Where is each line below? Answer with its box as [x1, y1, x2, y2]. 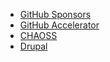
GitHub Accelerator [19, 19, 100, 31]
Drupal [19, 40, 48, 52]
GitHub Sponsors [19, 9, 92, 20]
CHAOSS [19, 30, 58, 41]
